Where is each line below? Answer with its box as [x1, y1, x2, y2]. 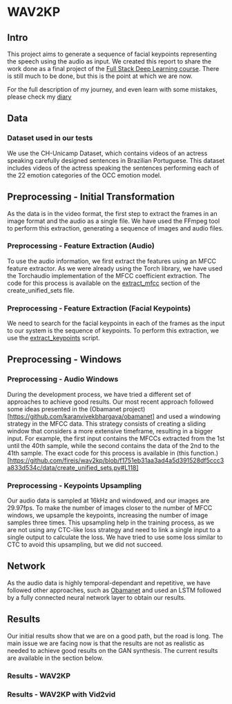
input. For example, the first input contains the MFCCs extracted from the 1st [7, 434, 225, 442]
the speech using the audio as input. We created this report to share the [7, 57, 212, 66]
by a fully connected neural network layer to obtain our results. [7, 593, 186, 601]
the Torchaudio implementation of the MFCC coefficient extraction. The [7, 271, 211, 280]
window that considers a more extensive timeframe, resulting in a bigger [7, 427, 213, 435]
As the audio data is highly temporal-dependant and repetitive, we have [7, 578, 211, 587]
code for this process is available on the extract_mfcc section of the [7, 279, 200, 287]
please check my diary [7, 92, 72, 101]
